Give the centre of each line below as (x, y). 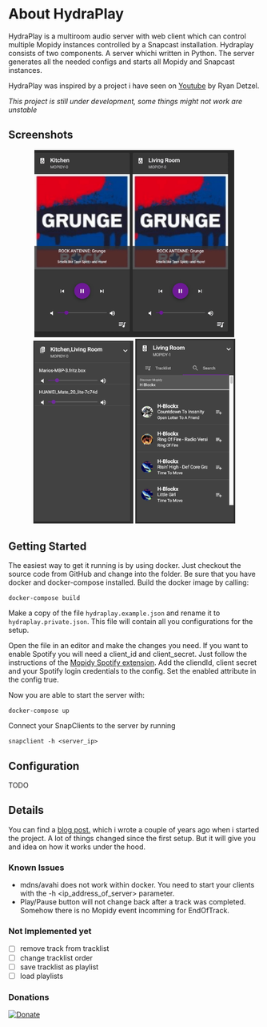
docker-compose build (44, 598)
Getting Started (48, 546)
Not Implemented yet (50, 932)
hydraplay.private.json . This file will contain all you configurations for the (131, 622)
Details (26, 810)
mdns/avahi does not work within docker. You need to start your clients (137, 885)
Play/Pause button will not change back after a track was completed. (133, 902)
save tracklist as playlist (59, 967)
